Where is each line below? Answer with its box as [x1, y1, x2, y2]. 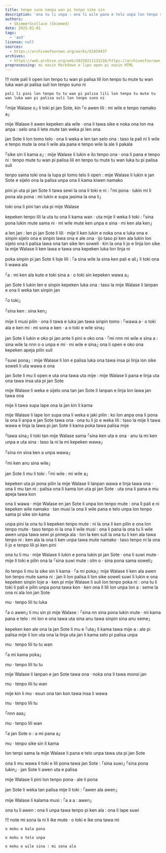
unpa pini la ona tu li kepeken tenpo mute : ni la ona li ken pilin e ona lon [5, 521, 151, 527]
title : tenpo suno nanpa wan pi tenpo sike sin [5, 7, 105, 12]
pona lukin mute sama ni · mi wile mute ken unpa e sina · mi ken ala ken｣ [5, 220, 152, 226]
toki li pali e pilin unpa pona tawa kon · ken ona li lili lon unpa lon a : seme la [5, 584, 159, 590]
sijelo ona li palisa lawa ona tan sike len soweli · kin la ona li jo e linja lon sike [5, 240, 161, 246]
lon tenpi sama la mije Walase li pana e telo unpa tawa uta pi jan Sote [5, 750, 145, 756]
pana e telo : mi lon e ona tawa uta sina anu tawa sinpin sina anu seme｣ [5, 616, 151, 621]
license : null [5, 40, 35, 45]
